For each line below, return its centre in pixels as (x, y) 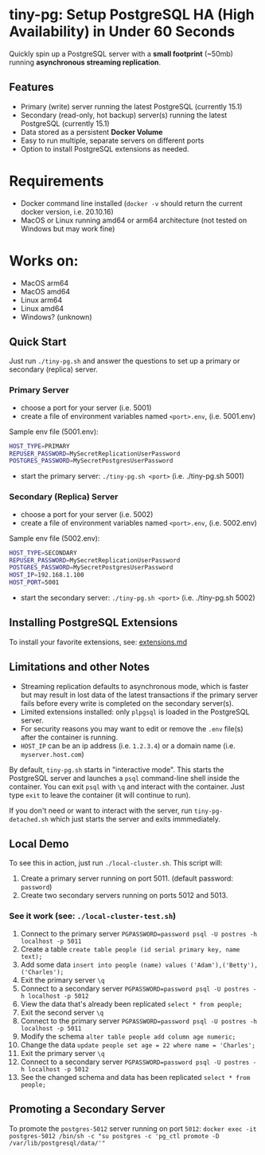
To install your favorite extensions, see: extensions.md (98, 642)
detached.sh (29, 819)
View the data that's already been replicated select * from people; (131, 1003)
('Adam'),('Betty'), (224, 965)
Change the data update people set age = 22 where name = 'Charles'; (138, 1045)
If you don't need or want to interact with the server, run (101, 810)
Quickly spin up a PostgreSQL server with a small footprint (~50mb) (121, 53)
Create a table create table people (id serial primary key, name (130, 949)
